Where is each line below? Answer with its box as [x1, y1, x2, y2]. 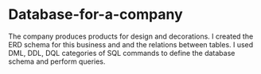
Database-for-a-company [8, 6, 183, 24]
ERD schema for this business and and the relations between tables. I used [8, 39, 254, 49]
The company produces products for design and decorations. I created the [8, 31, 254, 41]
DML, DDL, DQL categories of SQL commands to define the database [8, 48, 236, 57]
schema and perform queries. [8, 57, 106, 66]
